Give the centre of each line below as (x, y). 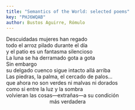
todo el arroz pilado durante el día (47, 45)
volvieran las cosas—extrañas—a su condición (63, 95)
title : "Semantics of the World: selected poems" (68, 11)
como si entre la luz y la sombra (45, 89)
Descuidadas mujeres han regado (47, 39)
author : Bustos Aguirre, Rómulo (45, 22)
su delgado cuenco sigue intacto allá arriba (58, 71)
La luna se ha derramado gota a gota (51, 58)
